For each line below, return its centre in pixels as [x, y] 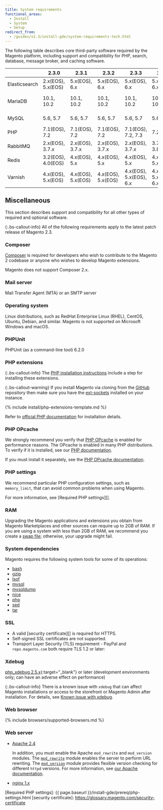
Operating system [27, 306]
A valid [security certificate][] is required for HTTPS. [64, 633]
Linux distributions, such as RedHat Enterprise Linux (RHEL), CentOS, [74, 316]
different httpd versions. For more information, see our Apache [75, 768]
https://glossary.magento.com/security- [115, 797]
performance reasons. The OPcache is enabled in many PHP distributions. [79, 445]
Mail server [19, 282]
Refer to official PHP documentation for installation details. [63, 417]
